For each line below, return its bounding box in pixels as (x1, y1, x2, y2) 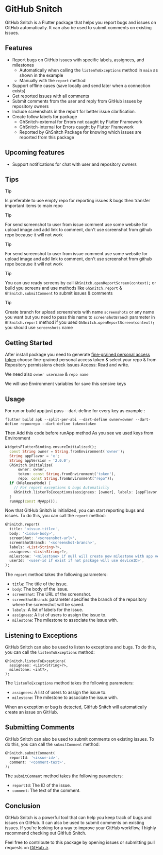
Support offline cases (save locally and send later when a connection (12, 83, 150, 88)
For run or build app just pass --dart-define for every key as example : (5, 408, 146, 414)
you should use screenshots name (5, 325, 73, 331)
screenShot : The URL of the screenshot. (12, 592, 92, 597)
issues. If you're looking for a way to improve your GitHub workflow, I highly (5, 825, 156, 831)
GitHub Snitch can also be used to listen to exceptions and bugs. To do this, (5, 644, 156, 650)
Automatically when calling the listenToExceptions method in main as (19, 67, 158, 73)
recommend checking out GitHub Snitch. (5, 830, 86, 836)
